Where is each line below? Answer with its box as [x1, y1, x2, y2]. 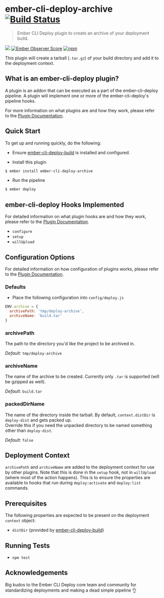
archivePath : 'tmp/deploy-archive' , [9, 309, 84, 314]
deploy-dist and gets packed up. [5, 417, 72, 423]
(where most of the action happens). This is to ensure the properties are [5, 475, 151, 481]
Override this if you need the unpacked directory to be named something [5, 422, 153, 428]
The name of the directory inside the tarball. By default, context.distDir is [5, 412, 156, 418]
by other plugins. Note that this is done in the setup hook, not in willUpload [5, 469, 156, 475]
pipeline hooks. [5, 98, 36, 104]
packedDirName [5, 400, 45, 407]
